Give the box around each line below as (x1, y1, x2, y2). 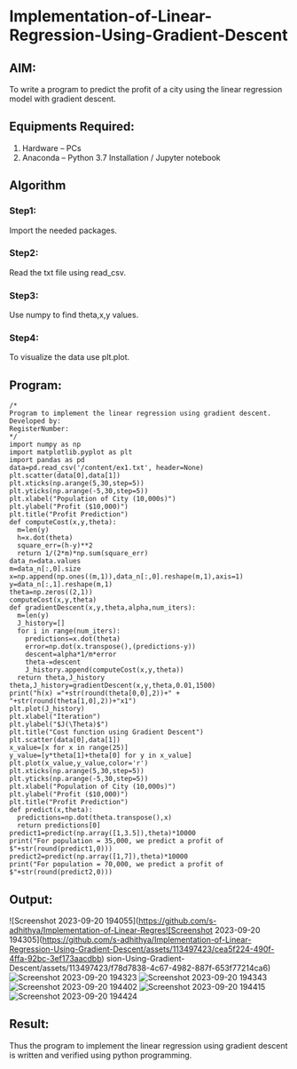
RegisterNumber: (9, 425, 69, 434)
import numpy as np (9, 440, 82, 450)
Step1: (9, 204, 37, 217)
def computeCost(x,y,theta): (9, 518, 117, 527)
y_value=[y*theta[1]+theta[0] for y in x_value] (9, 751, 192, 761)
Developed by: (9, 417, 62, 426)
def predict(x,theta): (9, 806, 93, 815)
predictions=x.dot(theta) (25, 634, 121, 643)
